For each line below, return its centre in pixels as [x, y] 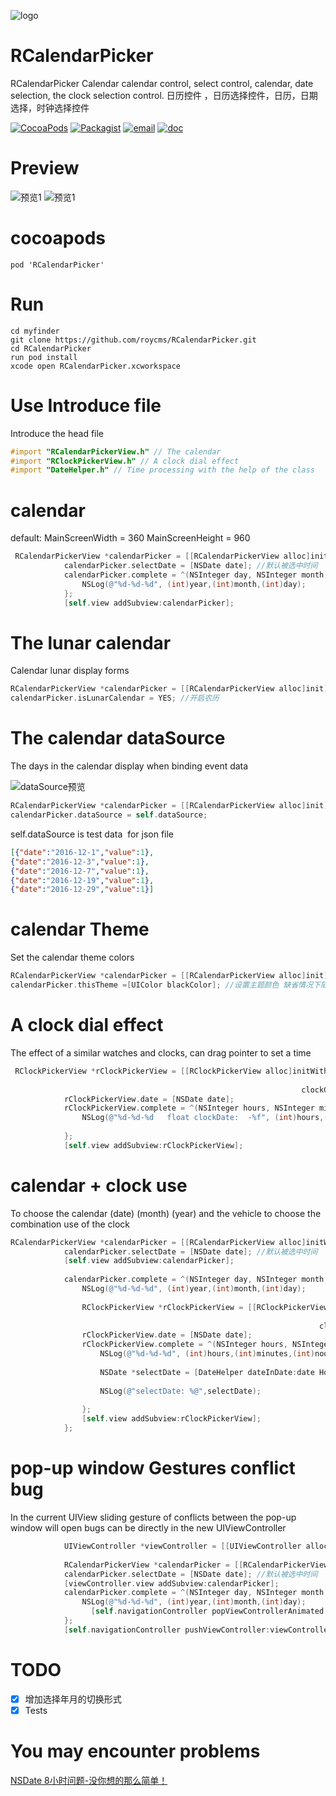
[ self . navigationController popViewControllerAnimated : [209, 1611]
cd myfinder [35, 331]
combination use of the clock [70, 1224]
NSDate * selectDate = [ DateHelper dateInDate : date [207, 1372]
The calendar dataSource [118, 738]
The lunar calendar [91, 642]
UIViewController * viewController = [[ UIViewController [182, 1546]
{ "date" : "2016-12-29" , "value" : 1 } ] [82, 890]
